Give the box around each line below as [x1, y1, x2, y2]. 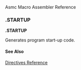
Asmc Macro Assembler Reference [5, 4, 76, 10]
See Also [5, 48, 24, 54]
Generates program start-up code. [5, 37, 76, 43]
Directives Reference [5, 59, 48, 66]
